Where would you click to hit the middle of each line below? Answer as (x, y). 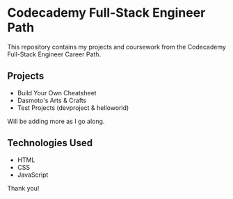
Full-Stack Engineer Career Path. (54, 54)
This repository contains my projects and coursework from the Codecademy (116, 47)
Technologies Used (50, 143)
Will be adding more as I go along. (56, 121)
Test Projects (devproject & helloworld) (73, 108)
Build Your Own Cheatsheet (57, 93)
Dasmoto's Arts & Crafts (52, 100)
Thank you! (23, 188)
